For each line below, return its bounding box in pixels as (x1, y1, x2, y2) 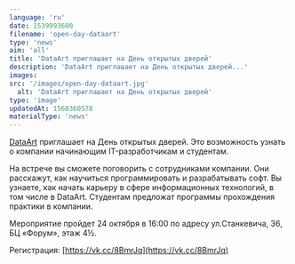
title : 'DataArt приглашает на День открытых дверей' (9, 54, 213, 63)
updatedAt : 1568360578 (9, 104, 93, 113)
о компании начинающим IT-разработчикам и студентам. (9, 146, 229, 156)
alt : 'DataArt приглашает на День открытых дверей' (17, 87, 213, 96)
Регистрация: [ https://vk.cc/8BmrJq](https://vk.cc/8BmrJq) (9, 245, 229, 256)
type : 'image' (9, 95, 62, 105)
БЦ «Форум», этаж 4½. (9, 228, 97, 238)
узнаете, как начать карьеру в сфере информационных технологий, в (9, 182, 274, 193)
